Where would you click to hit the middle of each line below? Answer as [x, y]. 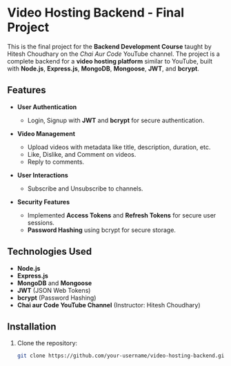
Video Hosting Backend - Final [96, 13]
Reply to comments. [56, 162]
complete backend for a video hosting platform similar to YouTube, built [110, 61]
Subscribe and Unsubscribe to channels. [85, 189]
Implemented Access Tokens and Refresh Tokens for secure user [122, 215]
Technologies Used [49, 252]
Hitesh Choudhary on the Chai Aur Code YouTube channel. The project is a [114, 54]
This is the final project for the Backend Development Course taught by [109, 46]
